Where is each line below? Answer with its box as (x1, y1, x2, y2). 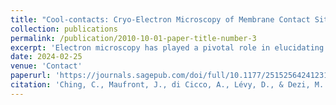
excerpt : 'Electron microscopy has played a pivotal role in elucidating (10, 42, 325, 53)
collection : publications (10, 24, 118, 34)
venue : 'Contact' (10, 61, 83, 71)
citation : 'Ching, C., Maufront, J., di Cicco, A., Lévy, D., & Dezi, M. (10, 80, 325, 90)
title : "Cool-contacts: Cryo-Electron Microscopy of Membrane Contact (10, 14, 311, 25)
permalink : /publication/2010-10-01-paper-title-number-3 (10, 33, 257, 43)
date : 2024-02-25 (10, 52, 83, 62)
